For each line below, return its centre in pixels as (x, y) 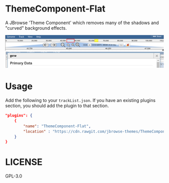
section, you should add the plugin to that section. (57, 106)
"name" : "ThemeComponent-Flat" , (57, 126)
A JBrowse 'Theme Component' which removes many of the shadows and (82, 23)
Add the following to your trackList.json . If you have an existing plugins (80, 101)
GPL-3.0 (14, 176)
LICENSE (24, 162)
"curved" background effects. (36, 28)
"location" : (37, 131)
